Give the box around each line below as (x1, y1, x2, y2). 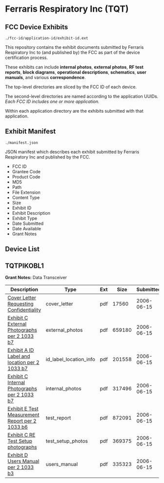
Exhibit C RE (7, 432, 36, 439)
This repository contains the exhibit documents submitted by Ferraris (5, 44, 144, 50)
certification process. (5, 55, 48, 60)
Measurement (7, 411, 40, 418)
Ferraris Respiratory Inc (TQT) (5, 3, 129, 15)
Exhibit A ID (7, 347, 34, 354)
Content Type (12, 194, 40, 201)
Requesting (7, 301, 34, 307)
